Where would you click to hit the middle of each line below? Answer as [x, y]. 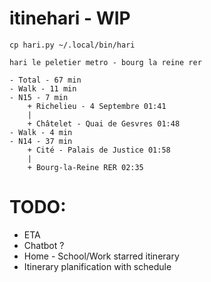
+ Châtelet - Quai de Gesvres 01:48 [104, 123]
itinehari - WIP [70, 18]
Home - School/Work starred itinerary [101, 256]
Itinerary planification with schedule [97, 266]
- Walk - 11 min [43, 88]
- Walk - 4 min [41, 132]
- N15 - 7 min [39, 97]
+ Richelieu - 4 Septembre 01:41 [97, 106]
